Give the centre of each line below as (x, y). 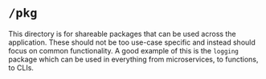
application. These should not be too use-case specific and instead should (132, 42)
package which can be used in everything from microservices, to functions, (133, 59)
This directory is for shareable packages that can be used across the (122, 34)
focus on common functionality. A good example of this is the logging (124, 50)
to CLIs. (21, 67)
